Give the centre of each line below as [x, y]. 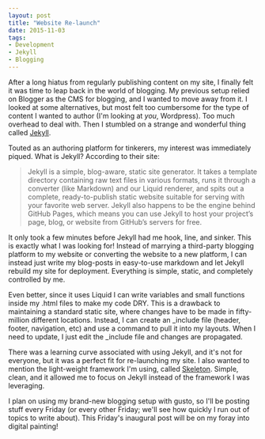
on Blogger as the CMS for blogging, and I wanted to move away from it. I [128, 99]
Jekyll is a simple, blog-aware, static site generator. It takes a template [142, 172]
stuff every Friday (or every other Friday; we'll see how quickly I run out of [129, 409]
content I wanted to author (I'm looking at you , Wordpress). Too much [121, 115]
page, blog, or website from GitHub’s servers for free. [115, 221]
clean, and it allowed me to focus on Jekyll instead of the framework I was [129, 377]
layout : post [30, 15]
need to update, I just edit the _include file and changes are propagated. [125, 336]
